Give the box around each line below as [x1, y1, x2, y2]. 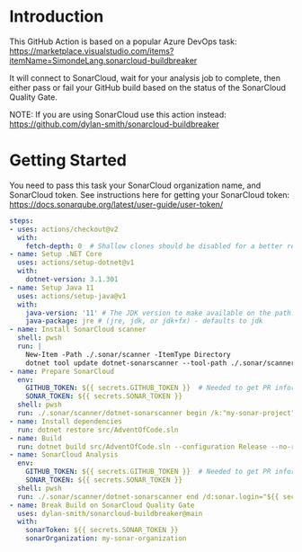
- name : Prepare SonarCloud [9, 367, 115, 376]
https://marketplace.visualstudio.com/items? [9, 45, 174, 56]
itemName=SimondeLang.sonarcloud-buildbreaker [9, 55, 198, 66]
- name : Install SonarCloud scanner [9, 325, 147, 334]
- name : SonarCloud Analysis [9, 450, 119, 459]
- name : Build [9, 433, 63, 442]
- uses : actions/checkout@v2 [9, 225, 119, 234]
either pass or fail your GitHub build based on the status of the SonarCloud [9, 82, 286, 93]
